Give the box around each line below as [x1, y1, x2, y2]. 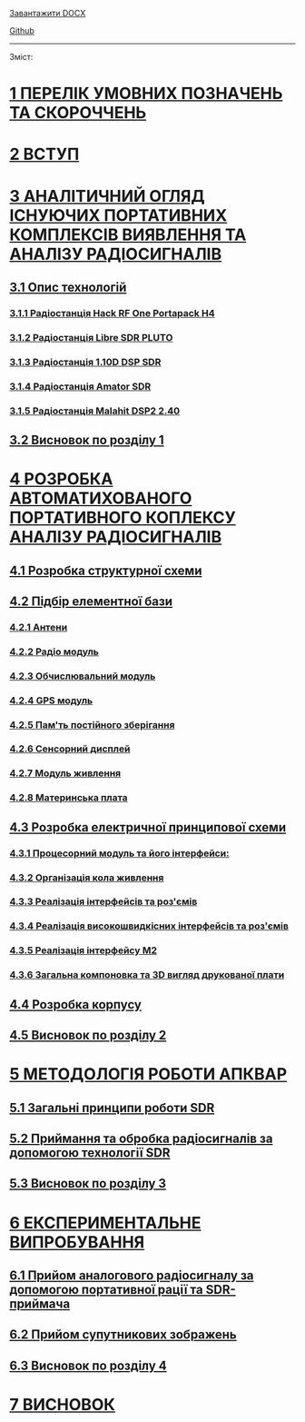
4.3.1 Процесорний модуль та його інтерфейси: [9, 847, 230, 860]
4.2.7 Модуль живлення [9, 767, 121, 780]
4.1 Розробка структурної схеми [9, 562, 202, 578]
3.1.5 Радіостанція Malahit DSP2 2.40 [9, 404, 181, 417]
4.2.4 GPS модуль [9, 694, 93, 707]
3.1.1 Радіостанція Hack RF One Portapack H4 [9, 306, 215, 319]
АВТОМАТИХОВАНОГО [9, 488, 192, 509]
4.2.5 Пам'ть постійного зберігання [9, 718, 175, 731]
